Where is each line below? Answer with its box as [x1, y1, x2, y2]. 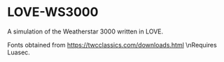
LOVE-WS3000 [7, 4, 99, 20]
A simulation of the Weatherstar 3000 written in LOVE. [7, 27, 164, 36]
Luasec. [7, 48, 30, 56]
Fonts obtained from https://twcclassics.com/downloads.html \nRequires [7, 40, 217, 49]
